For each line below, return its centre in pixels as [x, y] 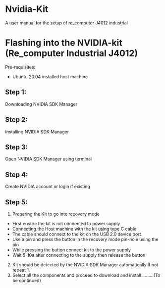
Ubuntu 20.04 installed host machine [50, 76]
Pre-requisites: [20, 67]
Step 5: [17, 202]
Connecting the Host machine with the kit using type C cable [74, 229]
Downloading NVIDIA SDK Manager [41, 104]
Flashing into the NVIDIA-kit [64, 43]
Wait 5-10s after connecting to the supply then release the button [79, 255]
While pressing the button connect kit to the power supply [72, 250]
